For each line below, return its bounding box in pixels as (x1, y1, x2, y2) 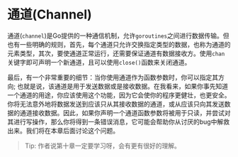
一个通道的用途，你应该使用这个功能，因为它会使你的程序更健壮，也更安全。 (7, 90, 231, 99)
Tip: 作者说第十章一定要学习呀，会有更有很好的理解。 (24, 141, 181, 150)
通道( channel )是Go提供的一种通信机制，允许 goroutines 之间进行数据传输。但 (7, 31, 229, 40)
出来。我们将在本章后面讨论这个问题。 (7, 126, 119, 135)
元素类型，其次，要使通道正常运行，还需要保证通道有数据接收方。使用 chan (7, 49, 225, 58)
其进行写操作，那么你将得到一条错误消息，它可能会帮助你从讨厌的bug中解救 (7, 117, 230, 126)
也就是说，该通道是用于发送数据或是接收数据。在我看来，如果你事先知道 (17, 82, 229, 90)
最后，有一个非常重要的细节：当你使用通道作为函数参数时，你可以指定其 (7, 72, 218, 82)
